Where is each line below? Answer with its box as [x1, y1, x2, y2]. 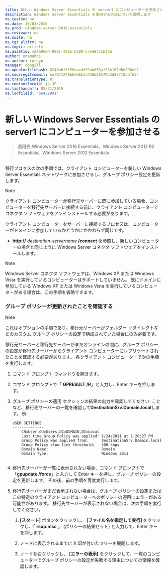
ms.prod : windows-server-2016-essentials [5, 26, 92, 31]
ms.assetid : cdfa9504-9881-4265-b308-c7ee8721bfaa [5, 49, 112, 54]
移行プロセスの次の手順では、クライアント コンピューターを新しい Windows [5, 165, 162, 171]
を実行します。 [5, 360, 36, 366]
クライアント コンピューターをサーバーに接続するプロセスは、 [5, 221, 133, 227]
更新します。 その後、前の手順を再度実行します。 [21, 477, 122, 483]
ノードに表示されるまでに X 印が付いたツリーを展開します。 [19, 540, 143, 546]
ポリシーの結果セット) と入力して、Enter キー [64, 524, 158, 529]
